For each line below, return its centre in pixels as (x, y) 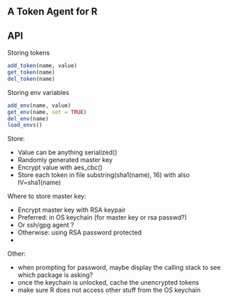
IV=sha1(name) (39, 183)
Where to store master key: (47, 196)
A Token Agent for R (52, 12)
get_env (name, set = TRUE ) (47, 112)
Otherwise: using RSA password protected (80, 232)
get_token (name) (31, 73)
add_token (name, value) (42, 66)
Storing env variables (38, 92)
